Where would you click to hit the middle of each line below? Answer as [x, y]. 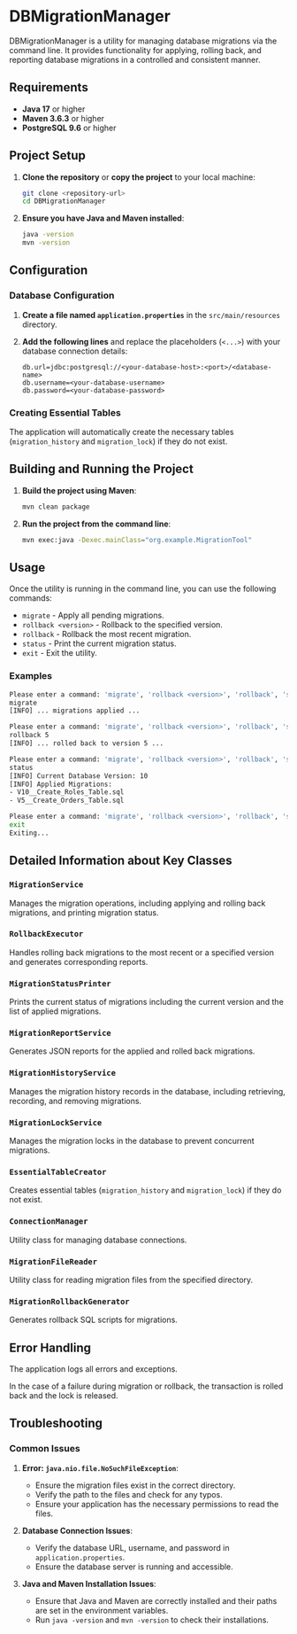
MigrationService [46, 885]
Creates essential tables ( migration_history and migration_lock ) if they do [145, 1190]
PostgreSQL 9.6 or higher [69, 128]
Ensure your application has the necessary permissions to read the [157, 1504]
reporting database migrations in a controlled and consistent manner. [135, 59]
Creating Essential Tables [65, 412]
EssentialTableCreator [58, 1172]
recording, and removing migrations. [76, 1101]
